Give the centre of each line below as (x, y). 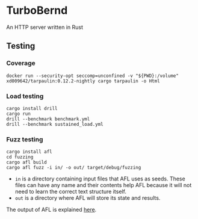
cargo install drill (32, 108)
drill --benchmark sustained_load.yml (55, 124)
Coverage (21, 63)
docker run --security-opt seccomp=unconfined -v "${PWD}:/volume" (93, 76)
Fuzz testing (25, 139)
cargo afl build (26, 162)
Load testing (25, 96)
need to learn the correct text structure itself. (70, 192)
